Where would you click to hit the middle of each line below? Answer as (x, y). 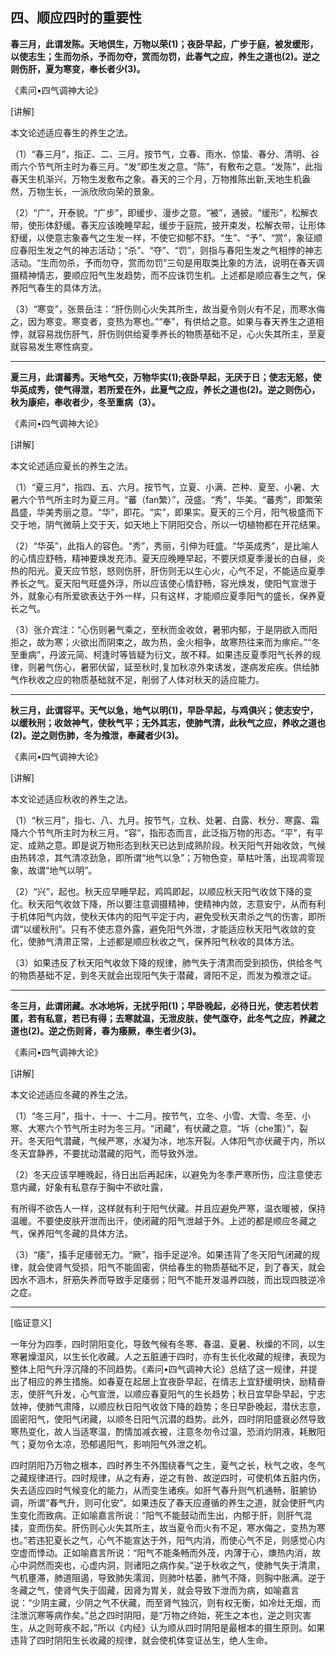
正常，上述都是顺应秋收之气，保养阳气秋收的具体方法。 (185, 941)
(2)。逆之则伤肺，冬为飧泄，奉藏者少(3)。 (97, 735)
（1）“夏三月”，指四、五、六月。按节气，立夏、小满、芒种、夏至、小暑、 (161, 487)
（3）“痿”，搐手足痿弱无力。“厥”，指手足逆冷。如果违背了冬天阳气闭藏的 (161, 1254)
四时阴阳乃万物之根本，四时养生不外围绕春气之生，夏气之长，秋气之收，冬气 (168, 1465)
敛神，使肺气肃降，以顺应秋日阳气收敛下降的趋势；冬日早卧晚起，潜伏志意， (168, 1406)
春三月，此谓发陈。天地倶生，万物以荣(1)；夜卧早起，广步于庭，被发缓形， (164, 44)
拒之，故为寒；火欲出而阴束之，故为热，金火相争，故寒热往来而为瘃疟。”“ (161, 642)
